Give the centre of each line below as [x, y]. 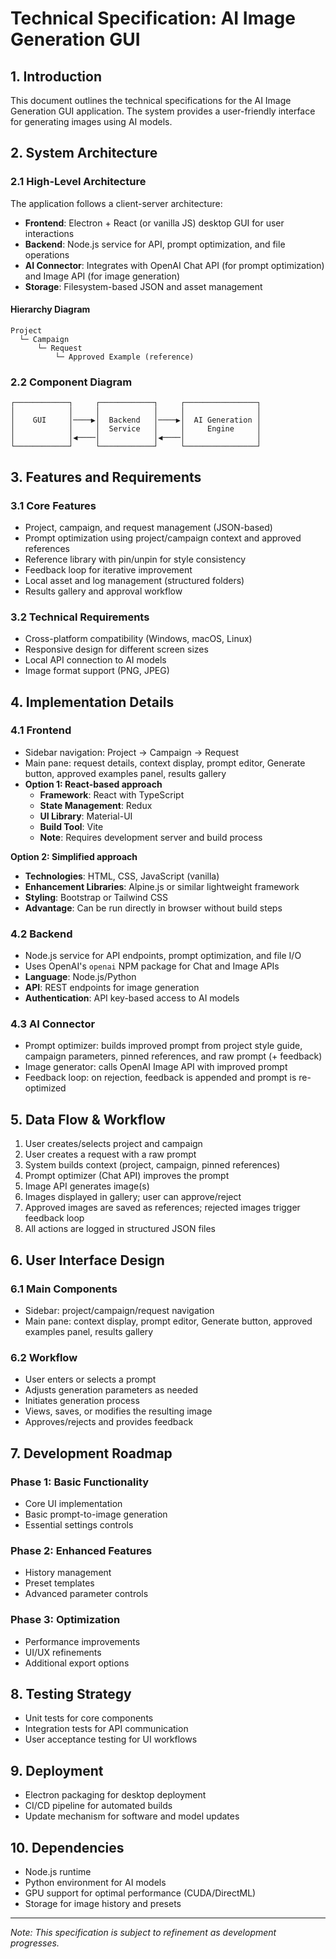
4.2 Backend [41, 934]
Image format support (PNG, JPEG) [97, 671]
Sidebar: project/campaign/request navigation [119, 1310]
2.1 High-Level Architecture [78, 182]
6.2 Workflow [44, 1357]
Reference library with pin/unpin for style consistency [135, 559]
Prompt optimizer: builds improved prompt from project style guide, [163, 1046]
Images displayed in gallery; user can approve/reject [133, 1197]
